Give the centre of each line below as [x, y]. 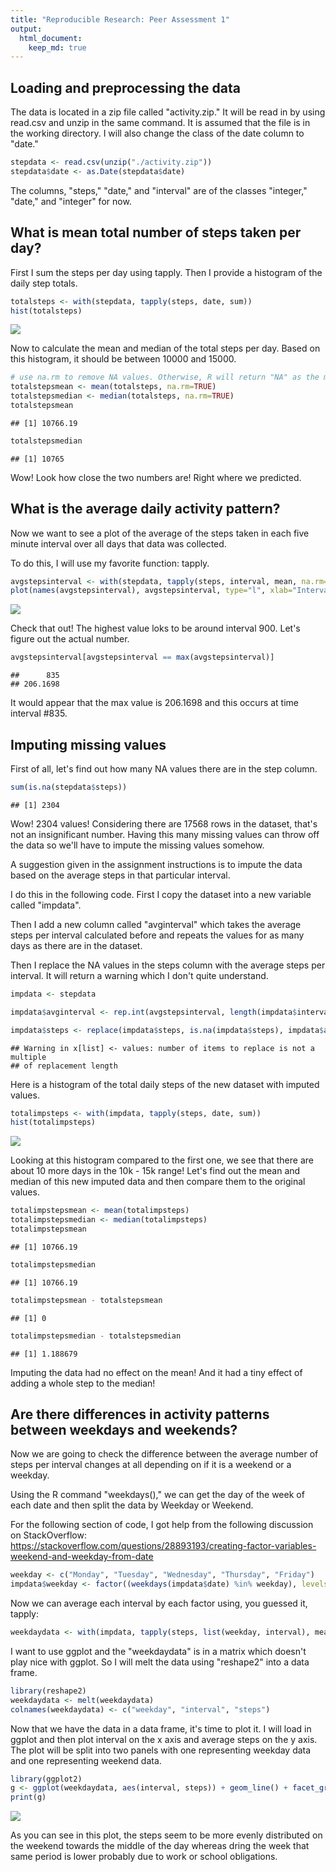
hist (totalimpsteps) [53, 1122]
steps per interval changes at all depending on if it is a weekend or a [151, 1465]
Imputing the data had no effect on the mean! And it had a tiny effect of [156, 1372]
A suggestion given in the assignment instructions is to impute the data [156, 864]
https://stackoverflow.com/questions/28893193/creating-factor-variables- [163, 1546]
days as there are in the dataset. [76, 945]
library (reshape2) [48, 1691]
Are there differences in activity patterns [140, 1414]
